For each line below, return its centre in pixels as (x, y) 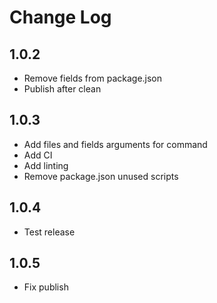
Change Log (60, 17)
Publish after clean (62, 89)
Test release (49, 232)
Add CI (38, 155)
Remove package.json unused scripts (101, 176)
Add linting (46, 165)
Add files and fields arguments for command (115, 144)
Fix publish (46, 287)
